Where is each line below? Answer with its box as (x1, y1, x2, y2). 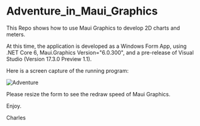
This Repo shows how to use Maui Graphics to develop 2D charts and (6, 24, 181, 31)
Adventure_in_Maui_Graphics (6, 4, 158, 18)
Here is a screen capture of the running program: (6, 67, 129, 74)
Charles (6, 114, 26, 121)
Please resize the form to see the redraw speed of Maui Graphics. (6, 90, 171, 98)
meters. (6, 30, 25, 38)
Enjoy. (6, 102, 22, 110)
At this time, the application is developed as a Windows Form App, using (6, 42, 187, 50)
